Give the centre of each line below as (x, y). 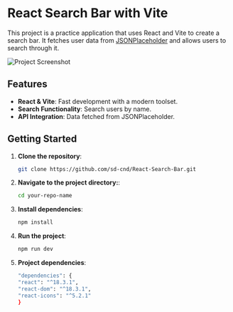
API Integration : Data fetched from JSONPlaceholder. (96, 116)
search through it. (33, 48)
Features (27, 84)
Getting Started (42, 139)
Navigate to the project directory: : (69, 182)
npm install (35, 222)
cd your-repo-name (45, 196)
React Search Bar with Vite (88, 13)
